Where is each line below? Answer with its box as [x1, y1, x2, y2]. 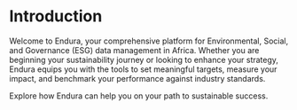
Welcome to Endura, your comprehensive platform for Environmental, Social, [9, 35, 289, 46]
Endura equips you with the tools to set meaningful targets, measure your [9, 64, 277, 75]
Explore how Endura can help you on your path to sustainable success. [9, 90, 269, 101]
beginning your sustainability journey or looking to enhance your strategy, [9, 54, 279, 65]
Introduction [9, 6, 103, 27]
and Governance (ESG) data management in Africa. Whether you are [9, 44, 260, 55]
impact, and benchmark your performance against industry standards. [9, 73, 266, 83]
